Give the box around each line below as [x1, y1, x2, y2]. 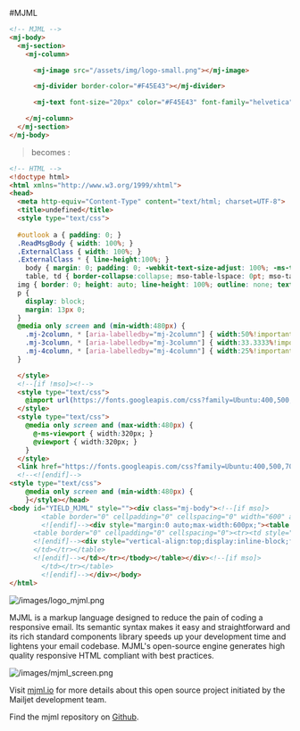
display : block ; [25, 296, 87, 306]
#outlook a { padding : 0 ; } [17, 230, 122, 239]
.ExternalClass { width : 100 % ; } [17, 247, 142, 256]
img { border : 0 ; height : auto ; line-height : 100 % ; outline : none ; [17, 280, 274, 289]
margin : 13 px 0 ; [25, 305, 87, 314]
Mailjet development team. [9, 694, 107, 704]
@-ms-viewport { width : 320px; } [32, 428, 154, 438]
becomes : [30, 146, 71, 157]
